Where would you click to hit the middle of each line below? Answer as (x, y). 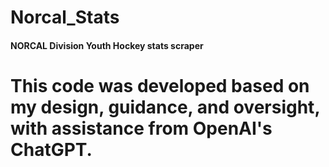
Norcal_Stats (65, 17)
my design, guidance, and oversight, (165, 107)
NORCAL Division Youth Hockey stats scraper (107, 45)
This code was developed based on (160, 85)
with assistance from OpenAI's (141, 128)
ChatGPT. (51, 149)
